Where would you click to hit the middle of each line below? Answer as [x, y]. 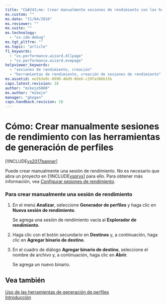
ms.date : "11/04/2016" [29, 19]
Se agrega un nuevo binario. [41, 265]
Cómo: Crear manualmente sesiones [82, 126]
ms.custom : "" [20, 14]
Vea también [25, 280]
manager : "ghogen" [24, 97]
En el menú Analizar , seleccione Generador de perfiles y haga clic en [84, 205]
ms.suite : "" [19, 28]
